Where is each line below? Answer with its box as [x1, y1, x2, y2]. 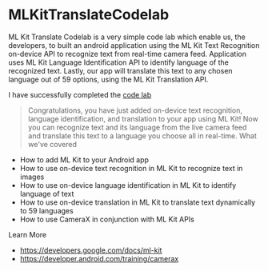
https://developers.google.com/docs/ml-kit [19, 245, 162, 255]
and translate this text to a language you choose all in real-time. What [27, 130, 258, 141]
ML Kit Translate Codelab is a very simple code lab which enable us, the [8, 32, 246, 42]
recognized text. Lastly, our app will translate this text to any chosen [8, 66, 234, 75]
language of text [19, 189, 74, 198]
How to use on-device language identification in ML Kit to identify [19, 180, 237, 189]
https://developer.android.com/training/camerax [19, 253, 179, 263]
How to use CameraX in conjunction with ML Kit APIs [19, 214, 194, 224]
